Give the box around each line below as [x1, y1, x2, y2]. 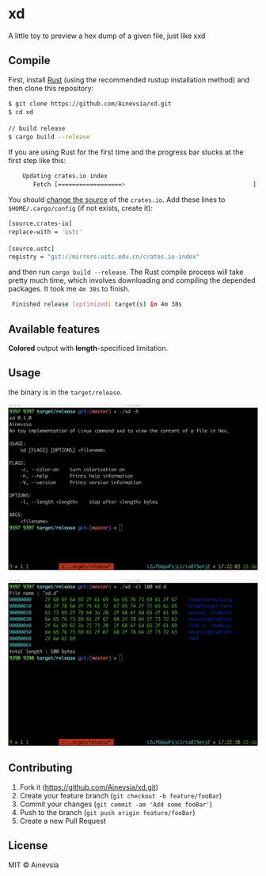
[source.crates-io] [8, 219, 73, 227]
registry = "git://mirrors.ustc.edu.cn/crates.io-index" [8, 253, 200, 261]
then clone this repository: [8, 83, 94, 93]
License [8, 839, 48, 852]
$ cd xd [8, 108, 34, 116]
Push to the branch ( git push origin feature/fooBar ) [19, 807, 196, 817]
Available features [8, 322, 101, 336]
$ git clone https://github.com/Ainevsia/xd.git [8, 100, 172, 108]
